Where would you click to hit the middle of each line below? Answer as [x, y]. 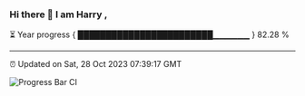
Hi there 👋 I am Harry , [59, 14]
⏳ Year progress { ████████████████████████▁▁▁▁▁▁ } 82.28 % [149, 34]
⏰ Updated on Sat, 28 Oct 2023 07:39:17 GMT [96, 64]
